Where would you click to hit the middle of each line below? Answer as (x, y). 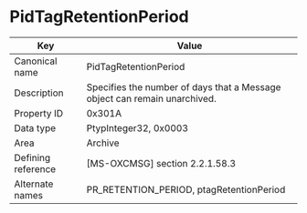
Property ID (39, 113)
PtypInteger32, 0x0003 (138, 127)
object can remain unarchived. (151, 98)
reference (35, 168)
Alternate (34, 184)
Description (39, 93)
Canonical (36, 61)
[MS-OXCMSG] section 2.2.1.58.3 (161, 163)
